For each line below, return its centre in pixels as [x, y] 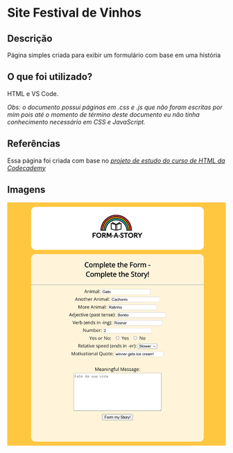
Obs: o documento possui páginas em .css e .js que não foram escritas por [115, 107]
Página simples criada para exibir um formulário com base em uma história [114, 55]
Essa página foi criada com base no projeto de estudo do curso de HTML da [116, 160]
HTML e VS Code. [33, 93]
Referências [34, 144]
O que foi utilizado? [50, 77]
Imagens [26, 190]
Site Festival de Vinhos [75, 13]
